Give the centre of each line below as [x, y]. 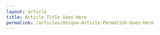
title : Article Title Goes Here [46, 17]
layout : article [26, 12]
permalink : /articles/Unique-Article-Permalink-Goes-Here [80, 23]
